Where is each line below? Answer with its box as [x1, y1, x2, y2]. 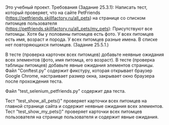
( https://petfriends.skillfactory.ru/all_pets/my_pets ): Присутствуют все [5, 26, 153, 32]
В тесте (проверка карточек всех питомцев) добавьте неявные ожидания [5, 51, 164, 57]
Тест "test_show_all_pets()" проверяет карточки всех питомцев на [5, 98, 147, 104]
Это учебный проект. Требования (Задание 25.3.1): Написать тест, [5, 5, 148, 10]
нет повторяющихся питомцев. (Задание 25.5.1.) [5, 42, 109, 47]
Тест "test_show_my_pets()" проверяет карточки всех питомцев [5, 108, 142, 114]
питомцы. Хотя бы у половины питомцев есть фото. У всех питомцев [5, 31, 154, 37]
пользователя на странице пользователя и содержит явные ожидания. [5, 114, 159, 120]
